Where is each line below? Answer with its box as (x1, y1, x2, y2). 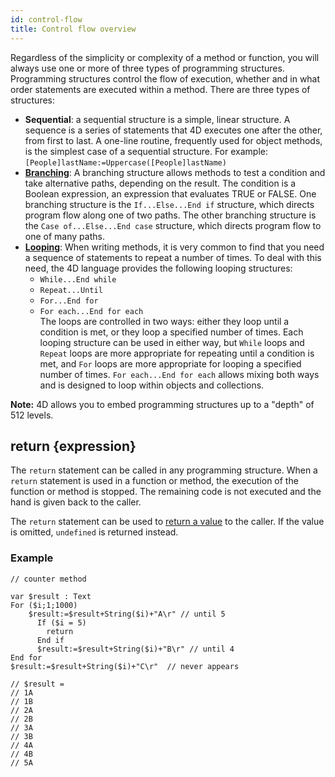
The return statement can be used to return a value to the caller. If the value (10, 516, 325, 528)
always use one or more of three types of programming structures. (10, 62, 285, 74)
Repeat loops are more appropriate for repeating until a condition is (39, 347, 315, 359)
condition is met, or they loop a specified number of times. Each (39, 326, 304, 338)
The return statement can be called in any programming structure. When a (10, 464, 318, 476)
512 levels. (10, 409, 54, 421)
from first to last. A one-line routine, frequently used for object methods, (24, 134, 323, 146)
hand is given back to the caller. (10, 496, 142, 508)
